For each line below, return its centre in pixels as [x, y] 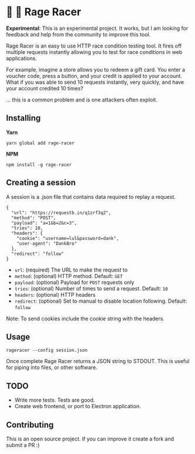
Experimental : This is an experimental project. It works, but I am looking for [97, 28]
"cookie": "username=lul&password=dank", [68, 238]
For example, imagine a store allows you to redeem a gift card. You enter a [96, 69]
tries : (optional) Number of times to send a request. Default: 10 [91, 288]
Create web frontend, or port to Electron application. [78, 406]
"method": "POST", [34, 218]
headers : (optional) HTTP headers [55, 294]
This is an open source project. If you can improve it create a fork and [90, 439]
